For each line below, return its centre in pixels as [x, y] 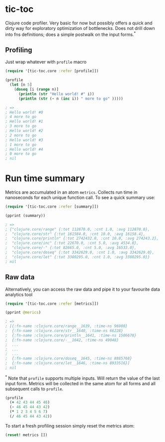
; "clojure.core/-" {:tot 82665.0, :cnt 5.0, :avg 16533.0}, [71, 248]
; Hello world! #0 [24, 112]
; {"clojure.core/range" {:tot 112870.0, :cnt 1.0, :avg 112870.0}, [78, 229]
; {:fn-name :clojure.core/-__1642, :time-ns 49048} [62, 340]
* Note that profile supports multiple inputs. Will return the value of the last [82, 378]
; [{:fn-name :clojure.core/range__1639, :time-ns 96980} [66, 326]
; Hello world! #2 [24, 131]
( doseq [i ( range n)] [36, 90]
